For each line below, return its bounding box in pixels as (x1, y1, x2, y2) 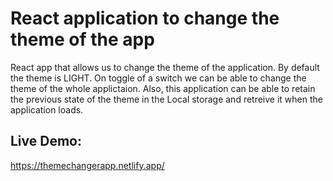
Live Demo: (10, 133, 82, 150)
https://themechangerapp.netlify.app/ (10, 159, 165, 171)
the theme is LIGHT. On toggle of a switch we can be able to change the (10, 72, 307, 84)
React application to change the (10, 7, 280, 30)
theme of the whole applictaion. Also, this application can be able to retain (10, 82, 316, 94)
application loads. (10, 103, 84, 116)
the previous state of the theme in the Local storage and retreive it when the (10, 93, 323, 105)
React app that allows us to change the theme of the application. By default (10, 61, 320, 73)
